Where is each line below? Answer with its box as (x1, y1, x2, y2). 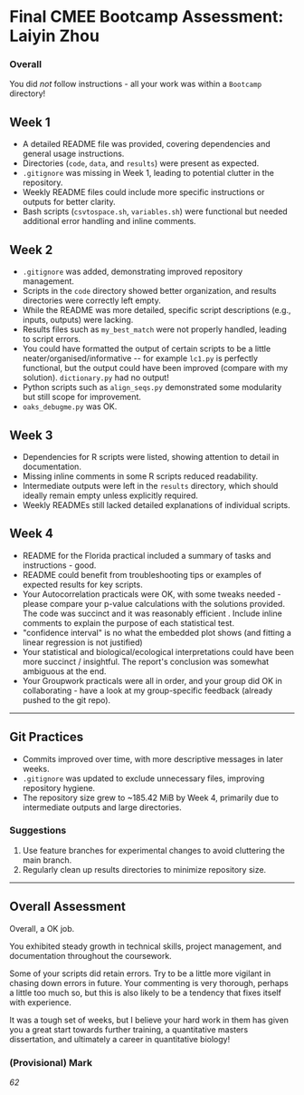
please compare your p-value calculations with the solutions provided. (22, 598, 285, 609)
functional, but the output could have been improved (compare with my (22, 363, 289, 374)
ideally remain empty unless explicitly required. (22, 490, 199, 501)
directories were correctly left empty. (22, 295, 161, 306)
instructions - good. (22, 560, 97, 571)
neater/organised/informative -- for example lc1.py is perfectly (22, 353, 259, 364)
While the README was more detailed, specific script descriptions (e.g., (22, 305, 291, 316)
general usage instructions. (22, 148, 125, 160)
